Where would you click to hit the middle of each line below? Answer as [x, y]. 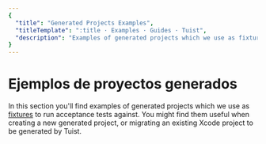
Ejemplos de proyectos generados [123, 84]
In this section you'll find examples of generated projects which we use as [129, 106]
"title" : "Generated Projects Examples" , [85, 23]
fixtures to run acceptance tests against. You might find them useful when [129, 115]
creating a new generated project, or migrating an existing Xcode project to [131, 123]
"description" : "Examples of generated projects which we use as [125, 38]
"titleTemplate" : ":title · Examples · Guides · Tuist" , [111, 30]
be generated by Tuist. [45, 131]
